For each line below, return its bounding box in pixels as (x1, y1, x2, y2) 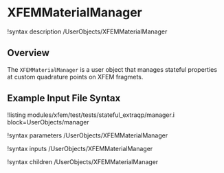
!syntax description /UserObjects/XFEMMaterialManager (7, 27, 168, 36)
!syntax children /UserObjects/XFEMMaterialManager (7, 157, 159, 165)
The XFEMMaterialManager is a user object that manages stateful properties (7, 65, 218, 73)
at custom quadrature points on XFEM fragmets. (7, 72, 144, 81)
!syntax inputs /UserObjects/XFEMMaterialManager (7, 144, 153, 152)
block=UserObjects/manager (7, 118, 89, 126)
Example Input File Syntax (7, 92, 121, 104)
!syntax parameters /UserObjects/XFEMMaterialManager (7, 131, 168, 139)
